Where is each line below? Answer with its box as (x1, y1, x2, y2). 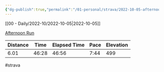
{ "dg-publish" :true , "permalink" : (5, 7, 73, 12)
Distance (7, 41, 29, 48)
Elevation (105, 41, 128, 48)
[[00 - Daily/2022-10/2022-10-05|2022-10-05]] (5, 20, 101, 26)
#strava (5, 62, 20, 68)
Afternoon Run (5, 30, 35, 36)
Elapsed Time (52, 41, 85, 48)
